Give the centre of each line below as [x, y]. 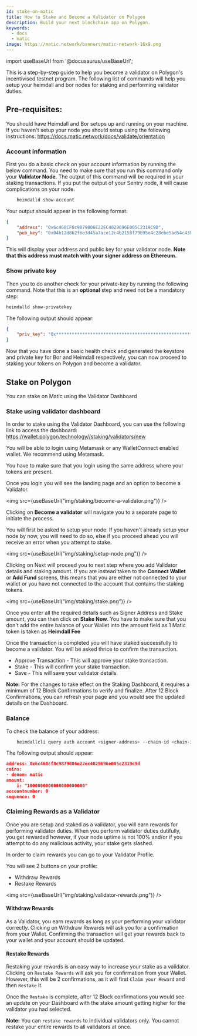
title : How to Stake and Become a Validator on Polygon [76, 17]
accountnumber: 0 [27, 791]
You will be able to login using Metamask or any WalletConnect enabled [92, 448]
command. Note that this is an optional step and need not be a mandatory [96, 290]
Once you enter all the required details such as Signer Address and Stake [94, 613]
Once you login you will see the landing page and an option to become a [93, 483]
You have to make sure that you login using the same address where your [95, 466]
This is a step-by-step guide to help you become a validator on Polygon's [95, 72]
